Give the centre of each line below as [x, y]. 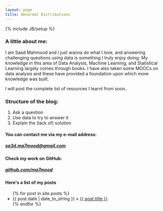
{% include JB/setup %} [30, 28]
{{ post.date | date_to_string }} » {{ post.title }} [60, 199]
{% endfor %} [27, 204]
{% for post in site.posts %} [41, 194]
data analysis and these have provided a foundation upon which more [77, 73]
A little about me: [26, 41]
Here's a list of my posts [31, 182]
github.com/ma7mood [29, 170]
